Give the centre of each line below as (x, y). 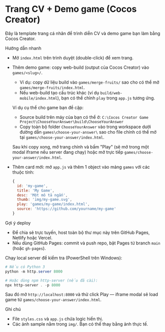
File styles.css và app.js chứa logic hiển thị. (58, 319)
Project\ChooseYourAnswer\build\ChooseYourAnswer (72, 122)
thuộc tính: (23, 172)
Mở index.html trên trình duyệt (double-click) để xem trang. (73, 57)
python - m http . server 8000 (34, 271)
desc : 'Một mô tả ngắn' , (42, 195)
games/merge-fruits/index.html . (52, 87)
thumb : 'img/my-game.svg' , (45, 200)
